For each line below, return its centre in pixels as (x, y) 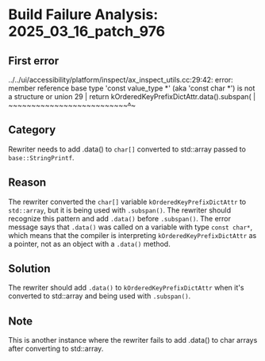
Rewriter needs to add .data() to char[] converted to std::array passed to (127, 149)
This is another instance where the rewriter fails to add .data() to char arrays (133, 340)
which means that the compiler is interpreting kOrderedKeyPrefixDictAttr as (132, 235)
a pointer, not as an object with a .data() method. (89, 244)
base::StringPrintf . (41, 157)
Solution (29, 269)
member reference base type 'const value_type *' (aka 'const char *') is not (132, 88)
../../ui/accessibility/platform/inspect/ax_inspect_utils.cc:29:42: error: (121, 80)
